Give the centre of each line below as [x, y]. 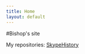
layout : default [26, 17]
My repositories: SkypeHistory [42, 45]
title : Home [20, 11]
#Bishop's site [23, 33]
